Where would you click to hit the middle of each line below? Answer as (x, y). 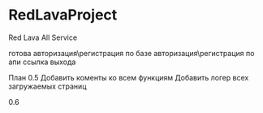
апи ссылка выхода (42, 62)
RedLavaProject (63, 15)
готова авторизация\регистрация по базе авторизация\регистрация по (131, 53)
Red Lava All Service (43, 37)
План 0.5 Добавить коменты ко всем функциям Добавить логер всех (129, 77)
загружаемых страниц (47, 86)
